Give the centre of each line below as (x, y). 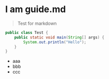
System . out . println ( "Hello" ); (55, 42)
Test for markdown (37, 23)
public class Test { (27, 32)
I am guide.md (36, 9)
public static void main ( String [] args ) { (59, 37)
